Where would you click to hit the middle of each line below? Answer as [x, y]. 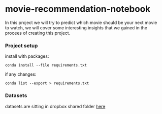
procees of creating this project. [38, 33]
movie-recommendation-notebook [78, 9]
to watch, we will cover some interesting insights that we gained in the [76, 27]
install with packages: [27, 56]
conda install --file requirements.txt [46, 65]
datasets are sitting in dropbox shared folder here [55, 106]
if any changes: [21, 74]
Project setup [21, 46]
